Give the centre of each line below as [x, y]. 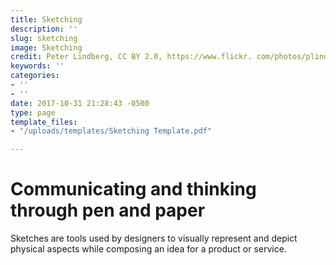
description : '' [44, 29]
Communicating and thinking [133, 189]
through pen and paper [108, 210]
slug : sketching [44, 38]
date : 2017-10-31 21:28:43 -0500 [80, 103]
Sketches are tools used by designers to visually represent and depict [154, 238]
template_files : [44, 122]
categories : [35, 76]
